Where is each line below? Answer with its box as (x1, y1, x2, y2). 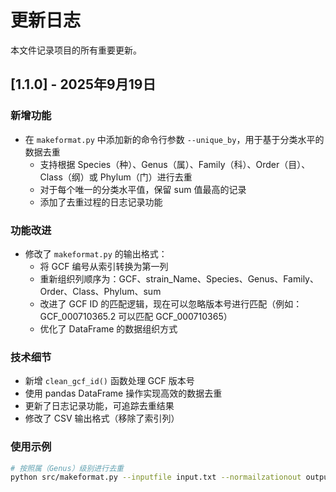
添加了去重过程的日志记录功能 (39, 196, 163, 208)
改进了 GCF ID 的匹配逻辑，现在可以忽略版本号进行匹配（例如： (39, 297, 303, 310)
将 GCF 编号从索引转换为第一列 (39, 260, 169, 272)
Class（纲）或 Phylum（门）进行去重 (39, 171, 193, 183)
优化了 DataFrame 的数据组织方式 (39, 322, 178, 335)
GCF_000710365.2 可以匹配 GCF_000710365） (39, 310, 233, 322)
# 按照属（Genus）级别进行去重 (10, 463, 124, 473)
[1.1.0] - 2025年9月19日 (10, 76, 157, 93)
